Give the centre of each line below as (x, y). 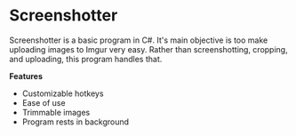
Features (26, 76)
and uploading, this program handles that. (86, 59)
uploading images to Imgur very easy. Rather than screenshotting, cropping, (148, 49)
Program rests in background (76, 122)
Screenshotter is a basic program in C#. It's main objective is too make (139, 40)
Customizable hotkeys (63, 93)
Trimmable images (56, 112)
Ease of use (44, 102)
